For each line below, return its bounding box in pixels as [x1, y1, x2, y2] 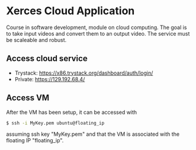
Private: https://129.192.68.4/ [14, 75, 85, 82]
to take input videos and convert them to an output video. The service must [6, 30, 190, 37]
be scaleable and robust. [6, 36, 67, 43]
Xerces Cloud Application [6, 4, 135, 18]
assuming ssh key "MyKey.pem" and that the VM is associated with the [6, 130, 179, 138]
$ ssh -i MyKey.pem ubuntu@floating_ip [6, 120, 105, 126]
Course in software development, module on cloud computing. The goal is [6, 24, 187, 31]
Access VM [6, 93, 50, 103]
